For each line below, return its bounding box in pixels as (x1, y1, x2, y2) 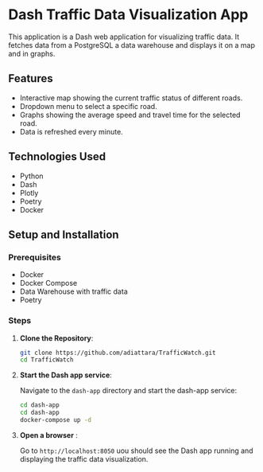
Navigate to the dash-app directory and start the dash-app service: (19, 386, 237, 396)
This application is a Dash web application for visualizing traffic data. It (8, 32, 240, 41)
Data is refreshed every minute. (19, 127, 123, 136)
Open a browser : (19, 430, 78, 439)
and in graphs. (8, 49, 56, 58)
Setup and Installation (8, 228, 119, 241)
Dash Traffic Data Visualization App (8, 6, 249, 24)
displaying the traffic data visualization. (19, 454, 149, 463)
